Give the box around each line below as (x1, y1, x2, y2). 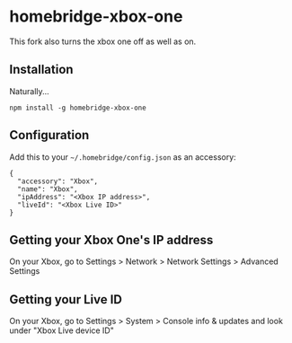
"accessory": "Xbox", (17, 177, 99, 186)
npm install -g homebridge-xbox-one (9, 103, 146, 112)
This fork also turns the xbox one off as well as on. (9, 36, 197, 47)
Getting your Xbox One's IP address (9, 232, 214, 248)
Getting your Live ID (9, 292, 123, 307)
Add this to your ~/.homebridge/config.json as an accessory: (9, 151, 236, 163)
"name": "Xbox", (17, 184, 78, 194)
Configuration (9, 128, 90, 143)
